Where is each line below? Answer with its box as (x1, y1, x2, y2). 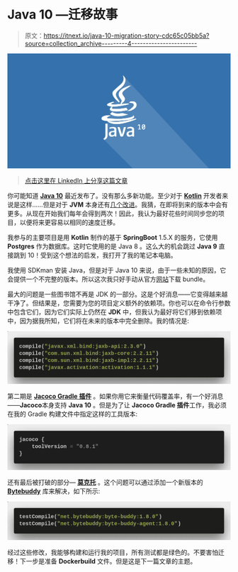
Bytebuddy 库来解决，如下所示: (7, 487, 101, 495)
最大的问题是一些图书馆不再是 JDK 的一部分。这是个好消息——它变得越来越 (7, 290, 228, 299)
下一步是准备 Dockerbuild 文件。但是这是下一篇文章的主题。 (19, 557, 197, 566)
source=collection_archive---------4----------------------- (24, 39, 198, 48)
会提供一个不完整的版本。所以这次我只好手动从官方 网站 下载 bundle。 (7, 275, 210, 284)
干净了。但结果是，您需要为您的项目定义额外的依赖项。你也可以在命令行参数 (7, 299, 231, 307)
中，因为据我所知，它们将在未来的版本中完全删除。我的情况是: (7, 317, 190, 325)
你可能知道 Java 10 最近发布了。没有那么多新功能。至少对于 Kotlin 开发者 (7, 192, 222, 200)
